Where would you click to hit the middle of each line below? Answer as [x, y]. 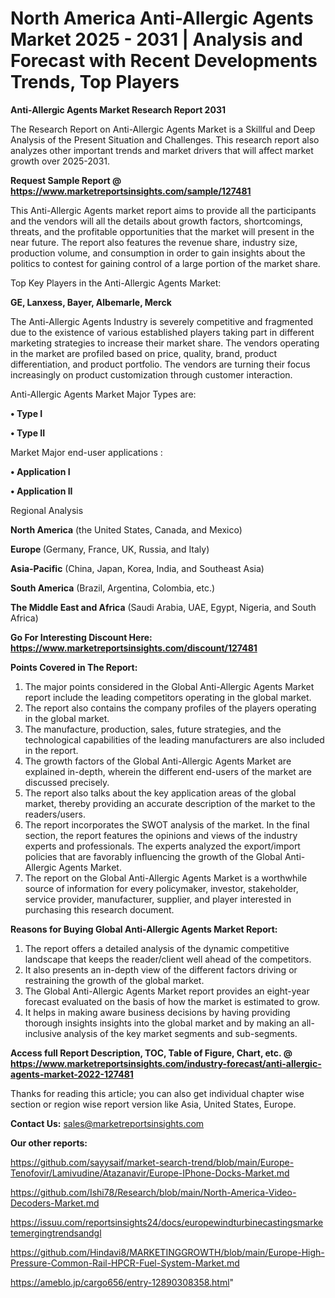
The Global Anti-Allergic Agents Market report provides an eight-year [167, 991]
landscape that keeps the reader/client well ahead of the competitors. [168, 959]
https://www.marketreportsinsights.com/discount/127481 [134, 648]
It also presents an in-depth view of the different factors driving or [161, 969]
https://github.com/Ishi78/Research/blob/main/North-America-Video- [153, 1192]
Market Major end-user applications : [86, 452]
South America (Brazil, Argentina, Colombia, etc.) [113, 588]
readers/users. [55, 814]
